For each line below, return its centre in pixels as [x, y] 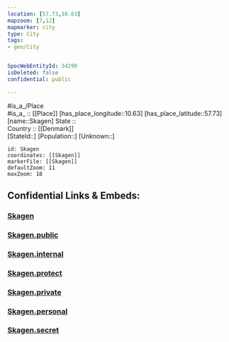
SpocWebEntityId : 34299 [43, 66]
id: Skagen [23, 149]
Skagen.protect [35, 273]
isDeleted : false [33, 73]
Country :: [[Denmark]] [41, 128]
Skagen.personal [38, 311]
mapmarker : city [31, 27]
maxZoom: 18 [25, 174]
